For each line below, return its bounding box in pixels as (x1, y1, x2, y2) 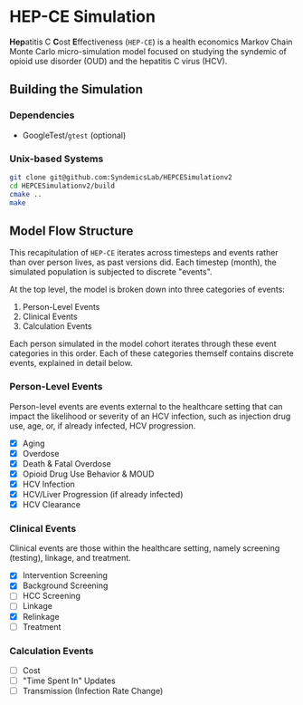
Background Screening (22, 580, 109, 591)
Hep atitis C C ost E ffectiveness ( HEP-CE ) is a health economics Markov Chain (9, 36, 293, 47)
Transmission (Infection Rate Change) (22, 686, 164, 697)
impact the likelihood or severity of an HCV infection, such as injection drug (9, 410, 291, 421)
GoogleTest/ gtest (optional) (22, 130, 127, 140)
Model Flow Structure (9, 223, 134, 238)
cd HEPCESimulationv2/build (9, 181, 116, 190)
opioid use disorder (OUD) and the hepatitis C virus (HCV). (9, 55, 228, 66)
